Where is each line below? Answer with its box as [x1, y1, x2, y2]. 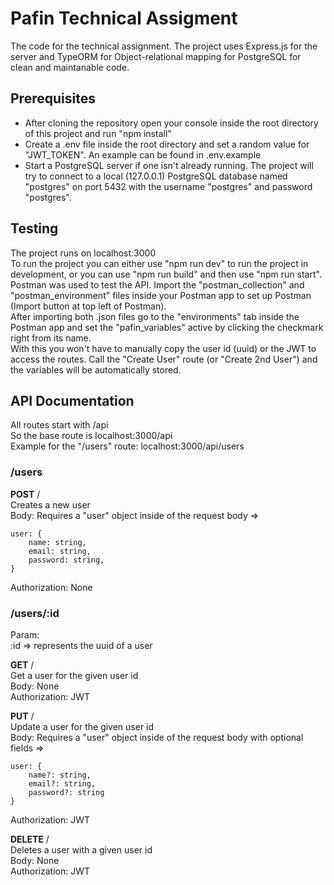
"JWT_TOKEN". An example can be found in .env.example [24, 148, 262, 161]
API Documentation [10, 392, 135, 409]
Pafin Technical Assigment [10, 7, 238, 30]
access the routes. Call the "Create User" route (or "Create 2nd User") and [10, 353, 318, 365]
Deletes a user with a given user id [10, 843, 153, 856]
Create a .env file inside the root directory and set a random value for [24, 138, 310, 150]
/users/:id [10, 606, 60, 620]
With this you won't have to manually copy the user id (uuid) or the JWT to [10, 342, 317, 354]
